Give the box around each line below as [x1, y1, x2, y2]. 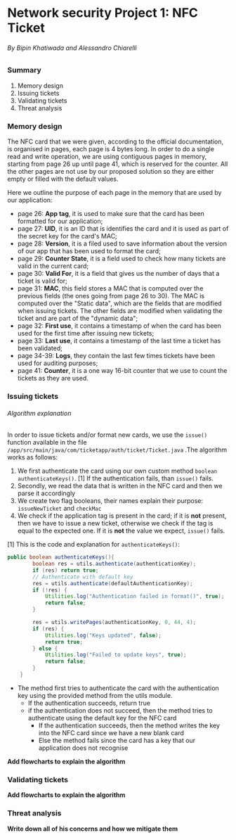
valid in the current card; [17, 262, 89, 270]
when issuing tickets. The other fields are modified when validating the [17, 307, 223, 315]
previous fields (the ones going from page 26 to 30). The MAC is [17, 292, 205, 300]
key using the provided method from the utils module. [17, 691, 173, 699]
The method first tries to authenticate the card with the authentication [17, 684, 219, 692]
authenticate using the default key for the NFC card [27, 713, 177, 722]
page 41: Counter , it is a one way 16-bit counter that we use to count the [17, 367, 228, 375]
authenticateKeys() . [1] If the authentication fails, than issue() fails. [17, 474, 214, 483]
